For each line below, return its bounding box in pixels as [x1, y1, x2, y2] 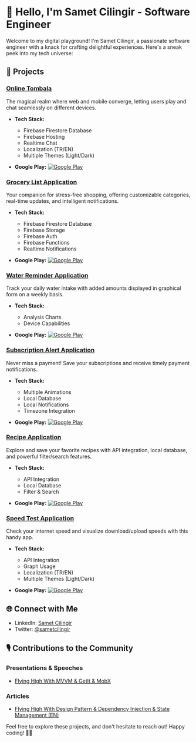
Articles [6, 692, 29, 700]
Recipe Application [6, 433, 62, 442]
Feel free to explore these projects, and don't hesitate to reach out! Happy [6, 723, 185, 730]
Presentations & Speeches [6, 664, 83, 672]
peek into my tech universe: [6, 49, 73, 56]
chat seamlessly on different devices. [6, 104, 97, 111]
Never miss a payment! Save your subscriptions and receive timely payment [6, 359, 190, 366]
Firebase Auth [23, 232, 58, 240]
